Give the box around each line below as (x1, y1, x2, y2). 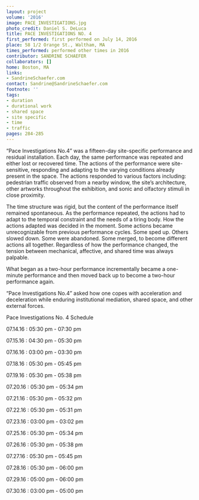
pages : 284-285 (6, 131, 44, 137)
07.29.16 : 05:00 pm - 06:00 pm (6, 476, 83, 483)
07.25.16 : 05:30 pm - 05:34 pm (6, 429, 83, 436)
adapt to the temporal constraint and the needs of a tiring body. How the (6, 215, 184, 223)
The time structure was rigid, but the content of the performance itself (6, 203, 179, 210)
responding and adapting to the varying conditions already (30, 166, 175, 173)
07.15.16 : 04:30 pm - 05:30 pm (6, 337, 82, 344)
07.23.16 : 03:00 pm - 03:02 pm (6, 418, 83, 425)
